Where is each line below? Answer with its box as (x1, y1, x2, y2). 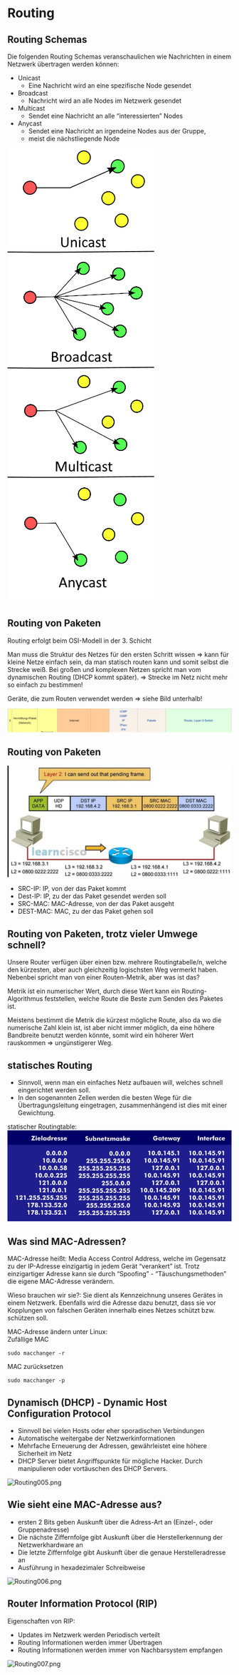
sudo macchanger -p (7, 1377, 65, 1385)
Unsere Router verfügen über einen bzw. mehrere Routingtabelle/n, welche (7, 958, 228, 967)
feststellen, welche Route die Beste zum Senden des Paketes (44, 994, 223, 1003)
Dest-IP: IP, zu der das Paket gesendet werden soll (17, 892, 167, 900)
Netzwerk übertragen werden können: (7, 60, 119, 68)
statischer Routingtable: (7, 1122, 77, 1131)
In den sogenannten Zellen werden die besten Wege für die (17, 1093, 192, 1101)
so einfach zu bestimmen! (7, 680, 83, 689)
